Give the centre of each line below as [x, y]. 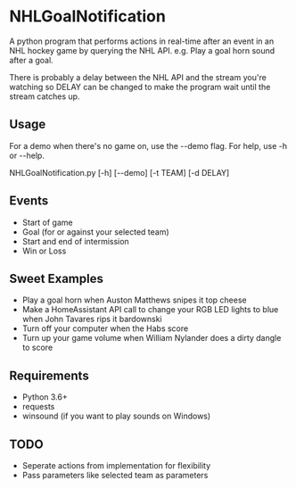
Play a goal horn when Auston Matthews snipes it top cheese [134, 300]
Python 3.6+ [45, 397]
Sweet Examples [57, 278]
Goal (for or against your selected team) [95, 232]
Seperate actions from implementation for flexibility [116, 465]
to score [37, 348]
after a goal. [31, 60]
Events [29, 201]
